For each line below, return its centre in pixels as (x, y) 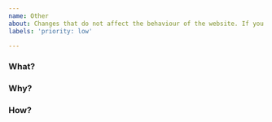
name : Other (29, 16)
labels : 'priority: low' (50, 31)
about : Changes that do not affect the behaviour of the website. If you (136, 24)
